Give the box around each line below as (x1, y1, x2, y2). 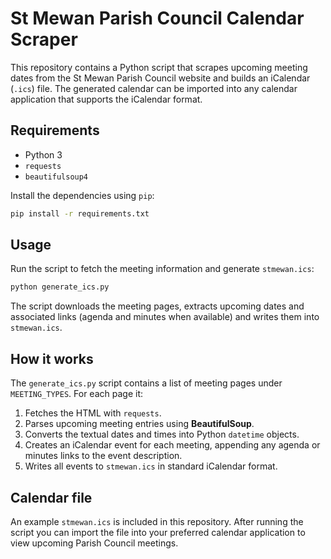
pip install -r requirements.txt (10, 208, 150, 219)
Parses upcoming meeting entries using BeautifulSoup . (24, 418, 255, 430)
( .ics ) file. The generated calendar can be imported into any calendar (10, 82, 298, 94)
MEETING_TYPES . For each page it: (10, 388, 143, 400)
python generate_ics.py (10, 282, 110, 292)
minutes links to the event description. (24, 450, 183, 462)
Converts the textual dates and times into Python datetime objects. (24, 428, 300, 441)
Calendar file (10, 489, 93, 506)
